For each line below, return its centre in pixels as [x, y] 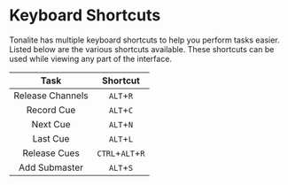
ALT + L [121, 138]
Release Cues [51, 153]
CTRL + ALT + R [121, 153]
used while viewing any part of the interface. [91, 58]
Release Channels [51, 96]
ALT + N [121, 124]
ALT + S [121, 167]
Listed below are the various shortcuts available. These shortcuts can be [142, 49]
